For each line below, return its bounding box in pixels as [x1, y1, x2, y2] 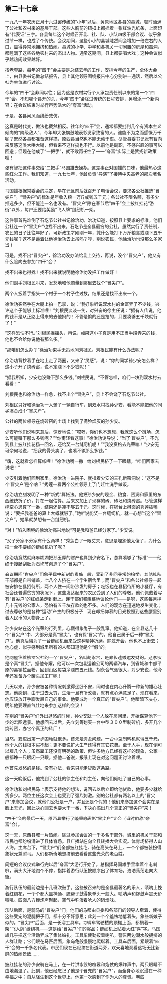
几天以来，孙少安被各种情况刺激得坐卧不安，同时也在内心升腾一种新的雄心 [5, 683, 158, 689]
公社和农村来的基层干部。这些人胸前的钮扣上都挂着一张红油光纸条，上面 [9, 25, 158, 31]
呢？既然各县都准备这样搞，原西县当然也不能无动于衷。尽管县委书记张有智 [5, 136, 158, 142]
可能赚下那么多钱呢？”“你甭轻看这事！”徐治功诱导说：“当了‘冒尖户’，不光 [9, 435, 159, 441]
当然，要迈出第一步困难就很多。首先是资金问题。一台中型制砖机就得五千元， [5, 736, 162, 741]
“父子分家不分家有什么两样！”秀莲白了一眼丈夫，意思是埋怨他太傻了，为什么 [5, 537, 162, 543]
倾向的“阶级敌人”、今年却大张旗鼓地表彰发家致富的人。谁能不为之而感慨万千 [5, 129, 162, 135]
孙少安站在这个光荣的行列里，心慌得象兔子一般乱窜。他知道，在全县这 [5, 625, 149, 631]
